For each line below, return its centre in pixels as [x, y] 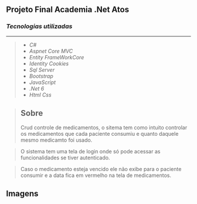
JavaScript [43, 82]
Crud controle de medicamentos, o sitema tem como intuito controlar [104, 127]
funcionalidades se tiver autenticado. [65, 158]
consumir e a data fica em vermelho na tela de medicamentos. [96, 175]
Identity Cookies [49, 63]
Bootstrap [41, 76]
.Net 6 [37, 88]
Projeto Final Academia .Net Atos [68, 10]
